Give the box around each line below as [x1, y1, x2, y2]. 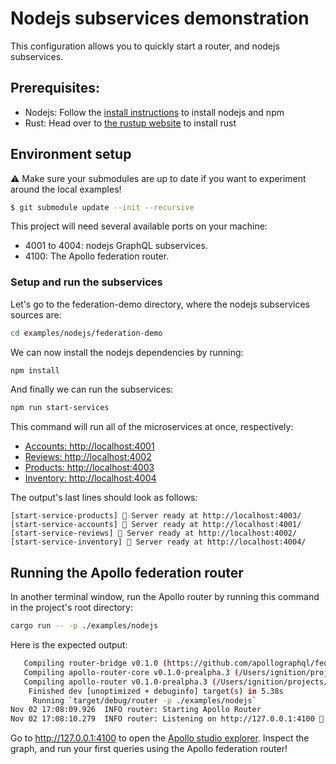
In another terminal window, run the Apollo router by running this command [10, 591, 320, 603]
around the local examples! [10, 183, 122, 195]
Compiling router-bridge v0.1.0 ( [23, 658, 168, 669]
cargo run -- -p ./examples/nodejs [10, 621, 159, 631]
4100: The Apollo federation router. [24, 250, 170, 262]
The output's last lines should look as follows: [10, 492, 198, 504]
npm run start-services [10, 403, 110, 413]
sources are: [10, 308, 62, 321]
